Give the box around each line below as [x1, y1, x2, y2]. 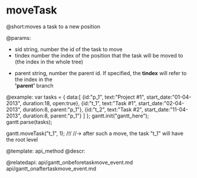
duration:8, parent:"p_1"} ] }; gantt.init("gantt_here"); [22, 112, 149, 119]
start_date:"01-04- [146, 93, 192, 100]
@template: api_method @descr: [6, 147, 86, 155]
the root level [6, 136, 38, 143]
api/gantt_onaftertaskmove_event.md [6, 165, 96, 172]
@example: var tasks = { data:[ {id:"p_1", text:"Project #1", [6, 93, 146, 100]
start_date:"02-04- [138, 99, 185, 106]
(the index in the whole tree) [14, 58, 84, 65]
